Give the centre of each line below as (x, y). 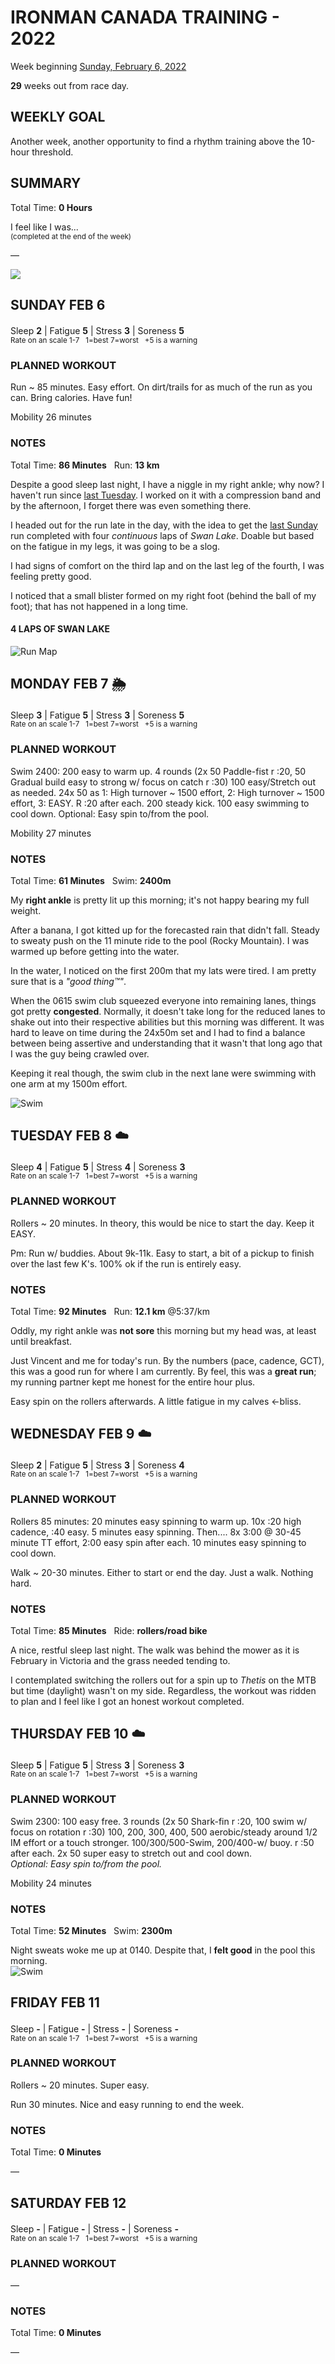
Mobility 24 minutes (51, 1883)
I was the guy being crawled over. (80, 1053)
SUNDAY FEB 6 (58, 304)
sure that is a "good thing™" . (68, 981)
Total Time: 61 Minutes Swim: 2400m (91, 880)
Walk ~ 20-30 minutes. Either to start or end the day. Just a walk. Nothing (162, 1572)
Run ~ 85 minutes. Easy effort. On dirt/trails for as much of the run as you (161, 387)
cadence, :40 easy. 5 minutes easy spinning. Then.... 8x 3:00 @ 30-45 (156, 1532)
